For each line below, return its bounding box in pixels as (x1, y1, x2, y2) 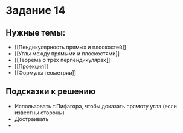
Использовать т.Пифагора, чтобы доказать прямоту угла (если (14, 102, 178, 110)
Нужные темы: (5, 28, 66, 38)
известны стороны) (14, 109, 65, 116)
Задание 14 (5, 4, 66, 17)
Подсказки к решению (5, 87, 96, 97)
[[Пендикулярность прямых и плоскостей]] (14, 43, 126, 51)
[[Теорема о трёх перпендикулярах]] (14, 57, 111, 63)
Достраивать (14, 115, 49, 122)
